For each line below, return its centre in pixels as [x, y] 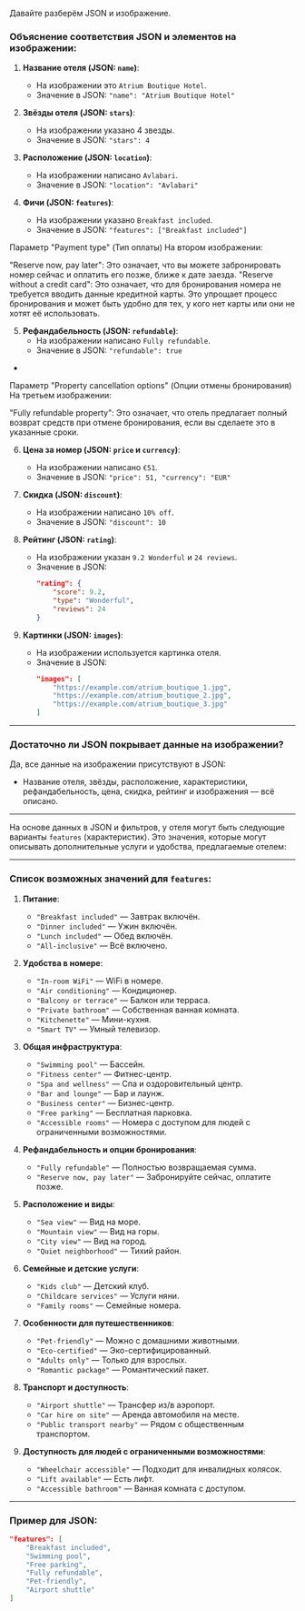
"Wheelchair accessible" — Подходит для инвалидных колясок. [159, 1469]
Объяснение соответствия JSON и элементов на [123, 36]
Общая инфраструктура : [72, 1046]
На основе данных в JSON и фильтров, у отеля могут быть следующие [148, 828]
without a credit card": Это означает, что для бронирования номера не [145, 285]
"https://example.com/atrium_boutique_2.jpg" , [143, 696]
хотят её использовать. [55, 314]
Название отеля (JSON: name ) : [81, 68]
